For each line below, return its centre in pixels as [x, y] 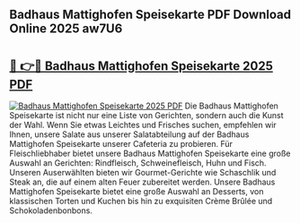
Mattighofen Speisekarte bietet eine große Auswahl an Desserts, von [137, 191]
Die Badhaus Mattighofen [231, 106]
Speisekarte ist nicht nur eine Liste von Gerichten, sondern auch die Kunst [146, 115]
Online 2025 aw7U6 [66, 29]
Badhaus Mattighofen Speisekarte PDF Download [150, 15]
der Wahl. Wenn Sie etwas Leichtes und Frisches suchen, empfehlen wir [143, 125]
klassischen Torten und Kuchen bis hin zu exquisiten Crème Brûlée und [141, 201]
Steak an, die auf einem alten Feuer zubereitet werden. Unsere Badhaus [142, 182]
